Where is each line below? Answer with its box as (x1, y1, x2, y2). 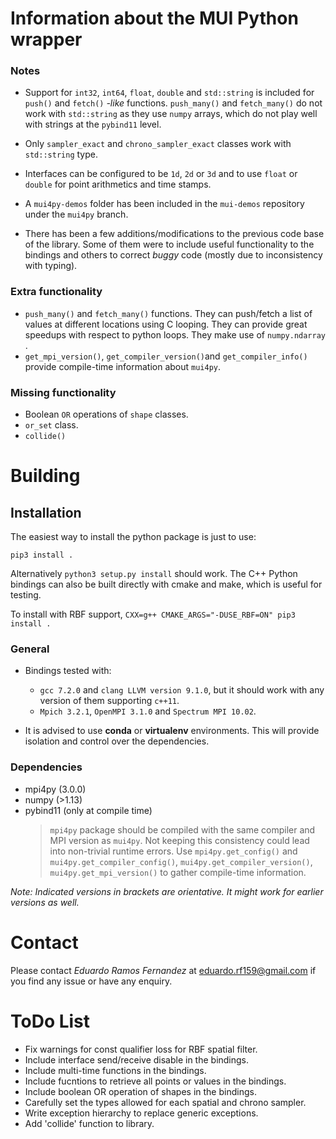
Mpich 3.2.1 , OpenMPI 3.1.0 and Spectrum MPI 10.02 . (39, 705, 257, 717)
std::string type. (24, 148, 98, 161)
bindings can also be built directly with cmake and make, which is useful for (10, 578, 323, 591)
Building (10, 465, 81, 487)
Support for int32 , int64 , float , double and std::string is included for (24, 87, 315, 99)
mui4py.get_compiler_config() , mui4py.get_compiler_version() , (49, 855, 313, 867)
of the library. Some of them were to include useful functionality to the (24, 238, 315, 251)
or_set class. (24, 419, 79, 431)
